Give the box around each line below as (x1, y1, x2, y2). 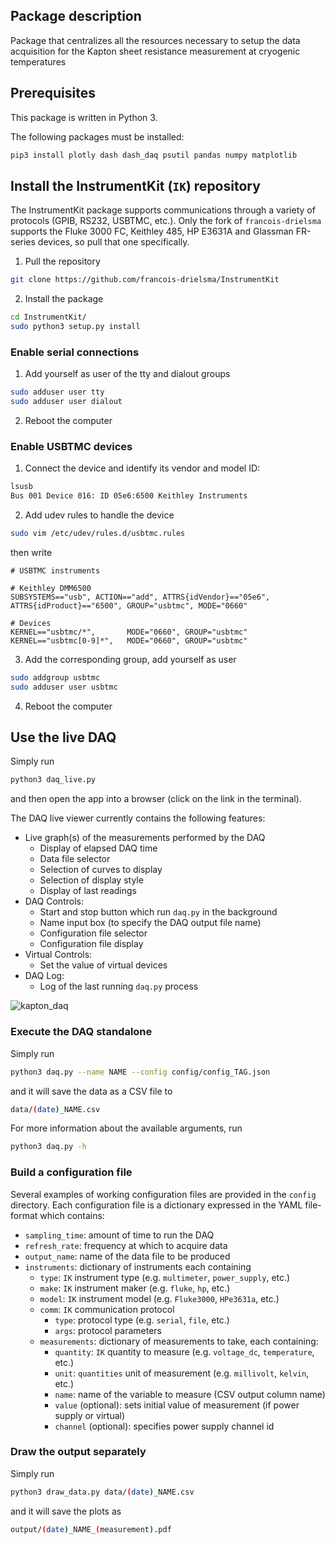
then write (10, 546, 53, 558)
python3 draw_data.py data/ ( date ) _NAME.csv (10, 1487, 195, 1497)
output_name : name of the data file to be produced (24, 1250, 231, 1262)
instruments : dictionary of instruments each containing (24, 1260, 252, 1273)
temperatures (10, 55, 67, 68)
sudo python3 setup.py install (10, 322, 141, 332)
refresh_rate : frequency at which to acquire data (24, 1239, 228, 1251)
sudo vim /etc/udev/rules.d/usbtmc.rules (10, 529, 186, 539)
